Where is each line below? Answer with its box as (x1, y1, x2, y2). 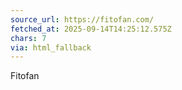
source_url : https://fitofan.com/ (10, 14, 155, 25)
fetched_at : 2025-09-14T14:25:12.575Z (10, 24, 172, 34)
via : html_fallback (10, 42, 92, 53)
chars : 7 (10, 33, 47, 43)
